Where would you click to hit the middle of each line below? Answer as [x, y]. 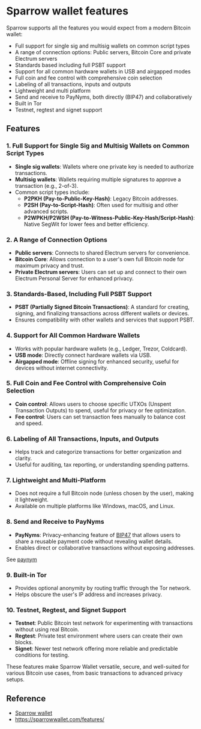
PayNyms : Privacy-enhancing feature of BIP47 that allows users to [98, 535]
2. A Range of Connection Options [57, 240]
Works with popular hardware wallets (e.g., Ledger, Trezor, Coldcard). [101, 349]
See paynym [22, 559]
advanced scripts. [46, 211]
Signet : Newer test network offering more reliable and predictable [96, 649]
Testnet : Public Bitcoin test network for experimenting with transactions [104, 623]
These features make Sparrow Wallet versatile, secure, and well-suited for [98, 667]
